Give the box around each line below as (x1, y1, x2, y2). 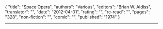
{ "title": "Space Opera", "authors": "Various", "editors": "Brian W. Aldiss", (5, 4, 152, 10)
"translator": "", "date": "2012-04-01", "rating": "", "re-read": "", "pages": (5, 9, 150, 15)
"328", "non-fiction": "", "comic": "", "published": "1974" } (5, 14, 120, 19)
